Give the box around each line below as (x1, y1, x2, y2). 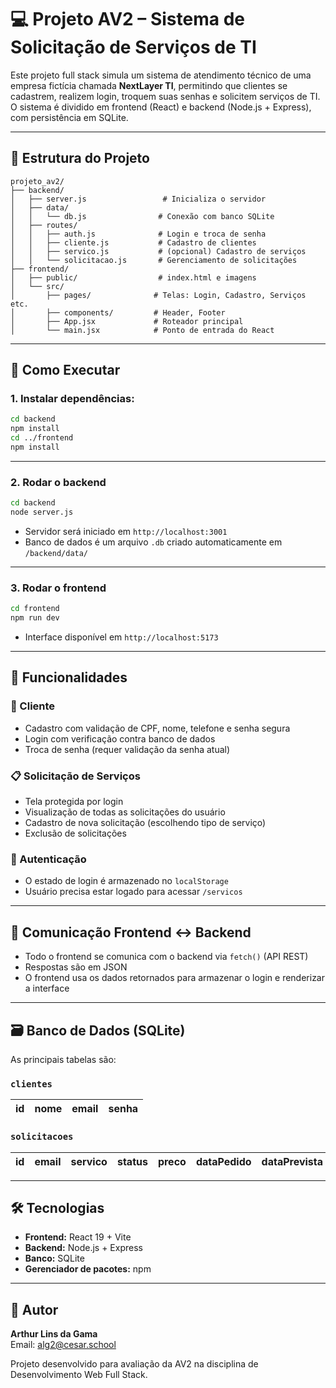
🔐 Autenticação (10, 852, 87, 866)
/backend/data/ (24, 548, 89, 558)
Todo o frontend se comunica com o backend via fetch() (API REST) (24, 951, 309, 963)
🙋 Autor (10, 1301, 59, 1318)
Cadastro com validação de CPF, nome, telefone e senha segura (24, 722, 291, 734)
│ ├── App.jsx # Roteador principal (10, 316, 244, 326)
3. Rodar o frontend (10, 581, 107, 595)
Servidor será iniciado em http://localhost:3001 (24, 525, 228, 537)
